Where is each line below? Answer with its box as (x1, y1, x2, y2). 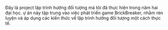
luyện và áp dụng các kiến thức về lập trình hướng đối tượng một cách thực (5, 15, 161, 21)
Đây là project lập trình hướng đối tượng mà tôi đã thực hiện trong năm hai (5, 5, 158, 10)
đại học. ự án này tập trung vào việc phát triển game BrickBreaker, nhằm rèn (5, 10, 163, 16)
